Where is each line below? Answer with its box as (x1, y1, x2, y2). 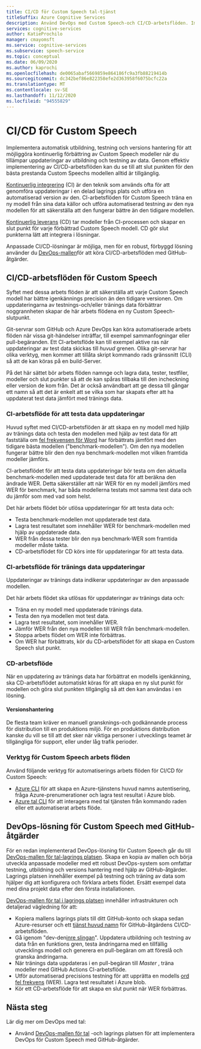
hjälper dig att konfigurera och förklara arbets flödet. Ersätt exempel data (6, 878, 187, 886)
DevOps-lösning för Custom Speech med (6, 821, 163, 832)
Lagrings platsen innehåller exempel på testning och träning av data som (6, 872, 185, 880)
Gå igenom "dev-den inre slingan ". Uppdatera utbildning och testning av (14, 934, 191, 941)
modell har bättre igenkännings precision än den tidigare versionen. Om (6, 295, 183, 302)
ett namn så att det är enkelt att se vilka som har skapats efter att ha (6, 388, 174, 396)
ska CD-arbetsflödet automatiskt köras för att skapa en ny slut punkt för (6, 679, 184, 686)
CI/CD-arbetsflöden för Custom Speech (6, 273, 157, 283)
